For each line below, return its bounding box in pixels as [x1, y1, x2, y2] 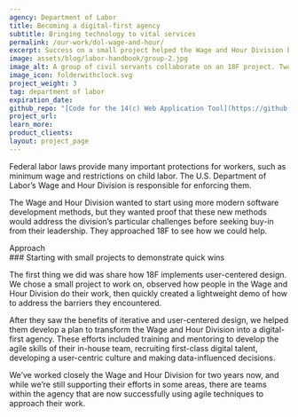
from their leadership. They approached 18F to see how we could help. [9, 225, 268, 236]
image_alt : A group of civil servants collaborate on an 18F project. [9, 63, 276, 72]
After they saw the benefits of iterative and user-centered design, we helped [9, 314, 289, 325]
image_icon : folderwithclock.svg [9, 71, 133, 80]
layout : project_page [9, 137, 90, 146]
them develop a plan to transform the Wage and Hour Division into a [9, 324, 257, 334]
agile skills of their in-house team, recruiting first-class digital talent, [9, 342, 258, 353]
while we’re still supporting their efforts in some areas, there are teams [9, 379, 268, 389]
